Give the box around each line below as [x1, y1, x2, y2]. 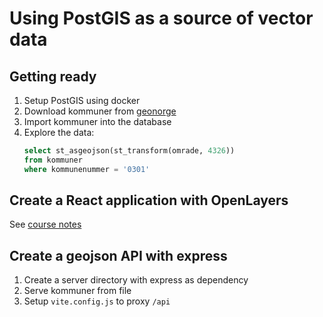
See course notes [9, 218, 82, 231]
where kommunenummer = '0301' [23, 164, 151, 174]
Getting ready [9, 68, 97, 85]
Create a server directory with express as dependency [23, 274, 249, 286]
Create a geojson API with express [9, 247, 228, 264]
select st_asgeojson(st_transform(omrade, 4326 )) [23, 146, 236, 156]
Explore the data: [23, 127, 95, 138]
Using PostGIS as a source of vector [9, 7, 314, 30]
